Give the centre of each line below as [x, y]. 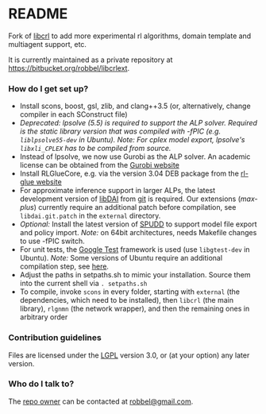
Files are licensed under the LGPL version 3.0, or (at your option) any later [129, 355]
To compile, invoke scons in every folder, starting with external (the [130, 292]
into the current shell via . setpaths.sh [83, 284]
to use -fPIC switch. [52, 241]
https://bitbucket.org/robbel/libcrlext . [69, 68]
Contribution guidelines [55, 338]
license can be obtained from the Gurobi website [100, 165]
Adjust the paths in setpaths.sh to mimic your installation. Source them [135, 275]
